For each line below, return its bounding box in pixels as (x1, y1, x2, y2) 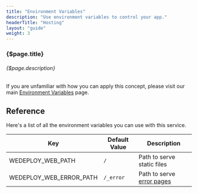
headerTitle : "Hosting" (6, 19, 65, 25)
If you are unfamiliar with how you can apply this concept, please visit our (6, 83, 185, 90)
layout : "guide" (6, 25, 46, 31)
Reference (6, 106, 45, 116)
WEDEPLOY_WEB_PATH (9, 157, 75, 165)
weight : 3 (6, 31, 31, 36)
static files (138, 160, 167, 168)
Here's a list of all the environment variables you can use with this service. (6, 122, 187, 129)
